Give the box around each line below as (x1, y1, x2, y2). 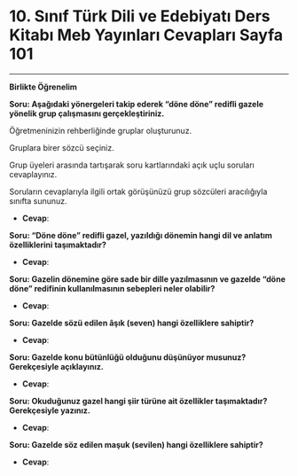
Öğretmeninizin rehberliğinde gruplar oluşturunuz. (9, 125, 192, 136)
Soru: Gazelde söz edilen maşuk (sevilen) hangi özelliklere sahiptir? (9, 439, 263, 449)
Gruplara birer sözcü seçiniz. (9, 142, 114, 152)
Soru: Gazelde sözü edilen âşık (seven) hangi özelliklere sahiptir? (9, 317, 255, 328)
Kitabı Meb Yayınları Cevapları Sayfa (9, 25, 284, 45)
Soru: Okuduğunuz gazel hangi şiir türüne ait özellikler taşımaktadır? (9, 395, 268, 406)
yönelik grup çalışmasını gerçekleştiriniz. (9, 108, 165, 119)
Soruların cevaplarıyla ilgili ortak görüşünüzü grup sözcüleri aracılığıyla (9, 186, 268, 197)
